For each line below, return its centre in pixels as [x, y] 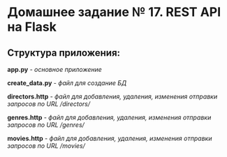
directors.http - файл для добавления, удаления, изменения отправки [112, 96]
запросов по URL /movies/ [46, 146]
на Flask [32, 27]
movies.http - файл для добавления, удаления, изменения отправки [110, 138]
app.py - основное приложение [55, 69]
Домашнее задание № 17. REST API [114, 12]
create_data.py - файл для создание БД [67, 83]
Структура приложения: [64, 53]
